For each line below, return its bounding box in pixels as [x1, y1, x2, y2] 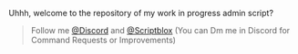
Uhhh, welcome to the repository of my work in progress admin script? [8, 8, 274, 18]
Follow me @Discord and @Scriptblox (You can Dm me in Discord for [30, 25, 291, 35]
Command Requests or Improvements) [30, 35, 177, 45]
